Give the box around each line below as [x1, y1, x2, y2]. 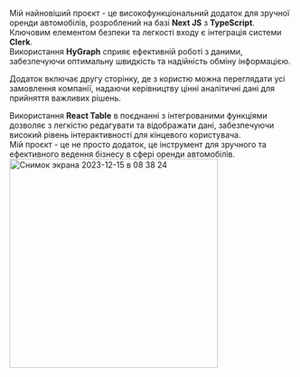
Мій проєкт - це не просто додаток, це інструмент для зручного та [9, 140, 267, 150]
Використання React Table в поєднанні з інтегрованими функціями [9, 111, 268, 121]
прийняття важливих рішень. [9, 92, 122, 103]
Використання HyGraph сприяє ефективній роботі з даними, [9, 46, 243, 57]
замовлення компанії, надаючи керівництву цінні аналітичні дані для [9, 83, 276, 93]
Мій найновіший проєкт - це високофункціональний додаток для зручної [9, 8, 290, 18]
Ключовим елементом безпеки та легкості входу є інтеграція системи [9, 27, 282, 37]
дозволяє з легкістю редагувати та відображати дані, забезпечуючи [9, 120, 275, 130]
